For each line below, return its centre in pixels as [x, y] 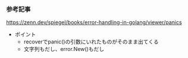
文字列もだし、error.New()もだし [64, 49]
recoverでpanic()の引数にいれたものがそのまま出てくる [91, 42]
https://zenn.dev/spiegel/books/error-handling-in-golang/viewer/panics [94, 22]
